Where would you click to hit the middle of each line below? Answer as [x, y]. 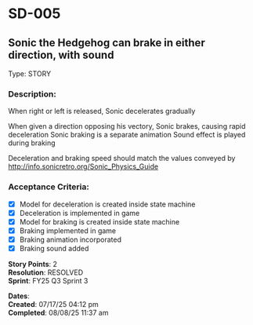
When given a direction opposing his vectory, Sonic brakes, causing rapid [127, 126]
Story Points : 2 [33, 264]
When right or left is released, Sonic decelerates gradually [102, 111]
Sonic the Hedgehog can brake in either [107, 43]
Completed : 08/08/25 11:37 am [58, 312]
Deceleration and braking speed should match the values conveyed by [122, 159]
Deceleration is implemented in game [80, 213]
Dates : [19, 296]
